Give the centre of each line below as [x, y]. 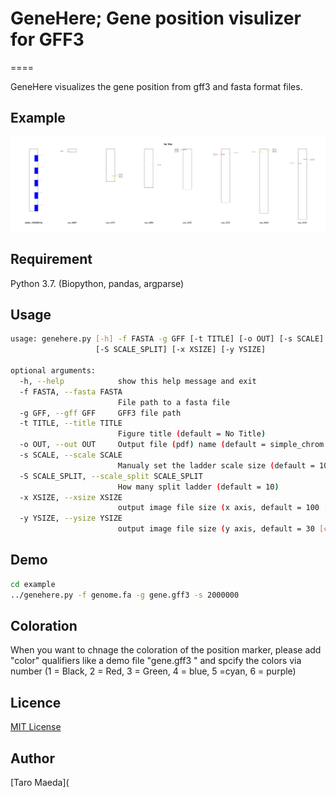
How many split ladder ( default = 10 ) [198, 487]
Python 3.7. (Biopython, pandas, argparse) [97, 283]
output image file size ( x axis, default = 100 [218, 508]
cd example [33, 584]
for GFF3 [47, 39]
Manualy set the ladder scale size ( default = [216, 465]
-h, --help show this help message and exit [138, 381]
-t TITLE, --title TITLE [71, 423]
